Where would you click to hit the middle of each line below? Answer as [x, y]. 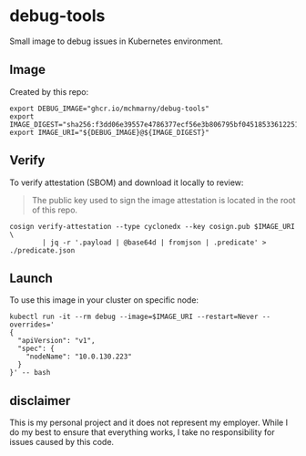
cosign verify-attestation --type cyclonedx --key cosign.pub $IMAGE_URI [153, 226]
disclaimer [40, 401]
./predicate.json [42, 250]
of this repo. [55, 210]
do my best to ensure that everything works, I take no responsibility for [142, 432]
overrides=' [32, 325]
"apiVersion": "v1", [56, 341]
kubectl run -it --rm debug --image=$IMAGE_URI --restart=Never [134, 317]
